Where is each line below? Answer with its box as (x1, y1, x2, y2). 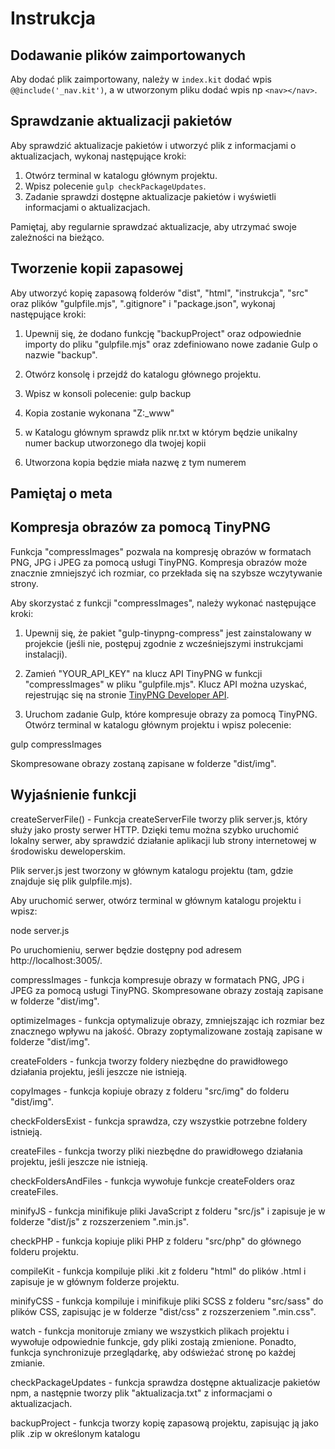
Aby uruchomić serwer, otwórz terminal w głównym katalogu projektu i (10, 894, 302, 906)
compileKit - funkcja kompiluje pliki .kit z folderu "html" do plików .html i (10, 1265, 307, 1277)
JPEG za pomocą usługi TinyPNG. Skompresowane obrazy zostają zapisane (10, 984, 324, 996)
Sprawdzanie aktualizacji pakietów (10, 113, 233, 130)
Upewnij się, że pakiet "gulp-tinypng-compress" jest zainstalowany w (24, 627, 312, 639)
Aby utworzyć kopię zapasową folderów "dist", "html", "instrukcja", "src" (10, 287, 309, 299)
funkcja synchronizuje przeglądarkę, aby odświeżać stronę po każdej (10, 1346, 297, 1358)
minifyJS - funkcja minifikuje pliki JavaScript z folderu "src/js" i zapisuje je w (10, 1205, 326, 1217)
